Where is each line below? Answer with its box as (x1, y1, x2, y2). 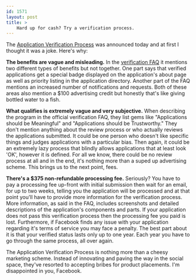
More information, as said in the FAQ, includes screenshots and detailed (6, 200, 180, 207)
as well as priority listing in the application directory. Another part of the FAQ (6, 77, 190, 85)
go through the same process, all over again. (6, 237, 114, 244)
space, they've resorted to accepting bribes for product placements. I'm (6, 261, 180, 268)
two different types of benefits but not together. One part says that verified (6, 65, 187, 72)
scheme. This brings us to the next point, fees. (6, 164, 118, 171)
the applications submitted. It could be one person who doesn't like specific (6, 133, 189, 140)
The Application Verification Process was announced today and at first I (6, 41, 179, 48)
